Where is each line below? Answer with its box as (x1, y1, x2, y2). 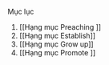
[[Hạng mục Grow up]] (18, 39, 94, 49)
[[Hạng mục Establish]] (18, 31, 96, 40)
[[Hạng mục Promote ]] (18, 48, 96, 57)
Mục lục (7, 7, 34, 16)
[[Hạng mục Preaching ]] (18, 22, 102, 31)
